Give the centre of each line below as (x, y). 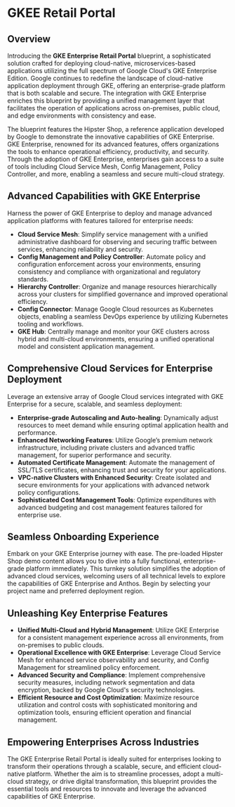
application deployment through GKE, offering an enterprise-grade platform (116, 85)
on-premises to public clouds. (61, 645)
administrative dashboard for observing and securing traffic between (117, 241)
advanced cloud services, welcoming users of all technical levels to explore (116, 576)
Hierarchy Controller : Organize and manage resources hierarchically (117, 286)
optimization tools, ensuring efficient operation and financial (104, 713)
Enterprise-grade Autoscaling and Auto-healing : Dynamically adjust (118, 417)
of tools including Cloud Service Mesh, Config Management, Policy (104, 166)
